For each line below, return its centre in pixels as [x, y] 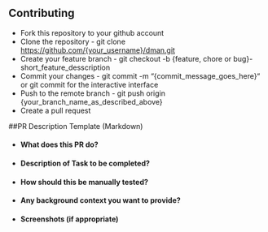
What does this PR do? [59, 144]
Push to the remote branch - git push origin [92, 93]
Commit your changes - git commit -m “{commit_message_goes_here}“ [140, 75]
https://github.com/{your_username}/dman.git [97, 50]
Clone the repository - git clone [73, 41]
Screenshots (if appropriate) [69, 219]
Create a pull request [55, 110]
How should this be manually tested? [84, 182]
